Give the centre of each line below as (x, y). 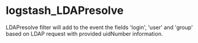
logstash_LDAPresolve (65, 11)
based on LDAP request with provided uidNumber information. (84, 33)
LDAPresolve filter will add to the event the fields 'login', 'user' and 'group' (100, 27)
